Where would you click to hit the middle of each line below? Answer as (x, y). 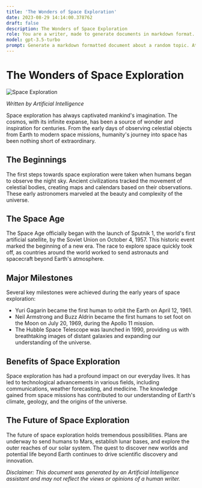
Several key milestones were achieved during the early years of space (93, 292)
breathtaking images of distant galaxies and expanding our (88, 336)
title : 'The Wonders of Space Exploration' (62, 12)
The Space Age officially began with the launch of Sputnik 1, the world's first (101, 233)
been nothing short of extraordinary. (51, 141)
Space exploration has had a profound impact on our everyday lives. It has (98, 376)
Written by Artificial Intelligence (45, 104)
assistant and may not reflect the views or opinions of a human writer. (93, 478)
